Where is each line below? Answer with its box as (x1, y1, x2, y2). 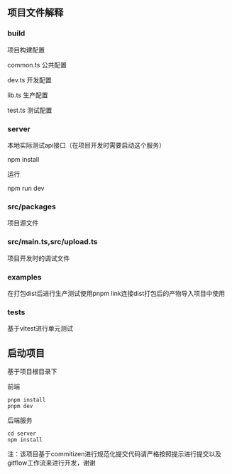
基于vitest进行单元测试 (7, 324, 73, 333)
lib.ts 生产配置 (7, 91, 48, 99)
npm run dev (7, 184, 45, 192)
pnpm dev (7, 402, 33, 409)
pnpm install (7, 396, 46, 403)
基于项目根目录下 (7, 367, 57, 375)
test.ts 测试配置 (7, 106, 53, 114)
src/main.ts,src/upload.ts (7, 237, 98, 247)
